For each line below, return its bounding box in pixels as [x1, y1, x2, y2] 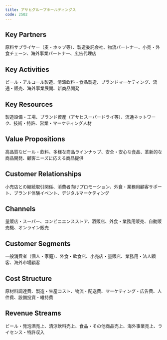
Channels [5, 204, 36, 213]
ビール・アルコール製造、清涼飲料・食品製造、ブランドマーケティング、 [5, 79, 153, 85]
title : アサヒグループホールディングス [5, 7, 76, 12]
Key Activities [5, 65, 49, 74]
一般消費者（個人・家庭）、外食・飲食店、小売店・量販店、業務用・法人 [5, 253, 152, 259]
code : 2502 [5, 12, 28, 17]
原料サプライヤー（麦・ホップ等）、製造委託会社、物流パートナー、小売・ [5, 44, 156, 50]
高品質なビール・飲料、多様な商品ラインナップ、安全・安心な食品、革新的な [5, 149, 163, 155]
